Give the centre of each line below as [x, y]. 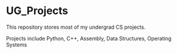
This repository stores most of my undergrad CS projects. [76, 27]
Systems [17, 45]
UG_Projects [37, 11]
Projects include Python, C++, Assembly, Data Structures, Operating [89, 38]
